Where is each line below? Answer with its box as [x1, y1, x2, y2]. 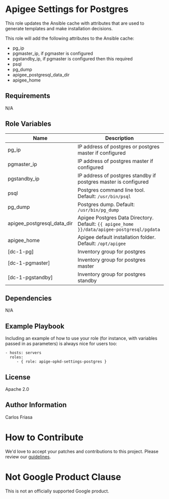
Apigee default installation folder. [77, 233, 156, 240]
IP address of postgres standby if [77, 172, 156, 179]
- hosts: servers [5, 351, 42, 356]
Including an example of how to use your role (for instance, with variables [5, 336, 157, 342]
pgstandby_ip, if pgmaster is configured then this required [12, 55, 133, 61]
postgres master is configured [77, 178, 149, 185]
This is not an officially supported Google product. [5, 488, 110, 494]
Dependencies [5, 294, 52, 302]
